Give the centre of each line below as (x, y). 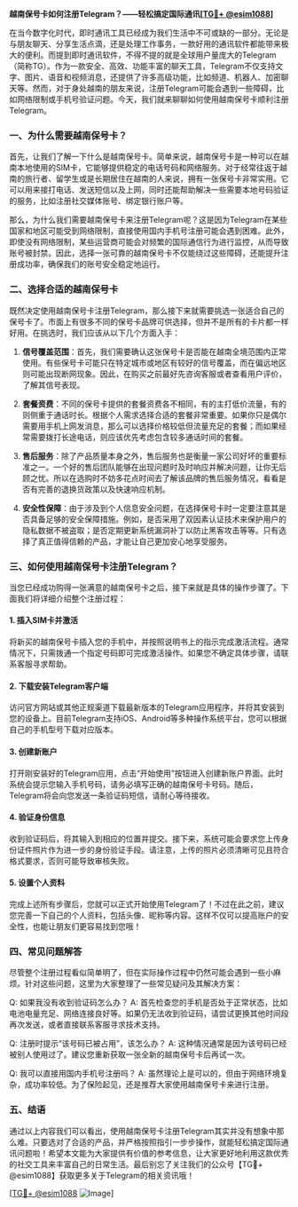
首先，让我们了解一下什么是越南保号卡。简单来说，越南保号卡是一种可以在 (145, 157)
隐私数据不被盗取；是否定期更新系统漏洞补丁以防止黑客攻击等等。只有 (150, 530)
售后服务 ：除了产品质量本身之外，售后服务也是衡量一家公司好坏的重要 (150, 455)
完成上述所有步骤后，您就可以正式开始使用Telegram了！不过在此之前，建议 (147, 903)
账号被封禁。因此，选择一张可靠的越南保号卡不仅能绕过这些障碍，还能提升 (145, 253)
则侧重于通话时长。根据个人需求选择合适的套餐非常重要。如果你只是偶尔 (154, 414)
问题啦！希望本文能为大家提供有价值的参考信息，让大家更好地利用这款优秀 (153, 1153)
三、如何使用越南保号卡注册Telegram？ (94, 566)
